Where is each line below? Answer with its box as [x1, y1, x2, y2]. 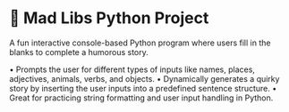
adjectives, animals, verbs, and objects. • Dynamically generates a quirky [9, 73, 280, 84]
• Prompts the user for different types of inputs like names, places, [9, 64, 255, 75]
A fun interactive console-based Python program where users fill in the [9, 37, 271, 48]
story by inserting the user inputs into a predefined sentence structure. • [9, 83, 277, 93]
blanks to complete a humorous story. [9, 46, 149, 57]
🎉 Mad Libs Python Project [9, 8, 209, 28]
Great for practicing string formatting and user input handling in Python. [9, 92, 274, 103]
